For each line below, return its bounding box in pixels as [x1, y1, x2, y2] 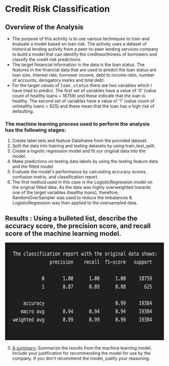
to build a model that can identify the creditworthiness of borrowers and [12, 51, 157, 57]
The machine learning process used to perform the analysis [5, 121, 150, 127]
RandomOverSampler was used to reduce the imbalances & [12, 195, 132, 201]
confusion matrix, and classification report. [12, 174, 99, 180]
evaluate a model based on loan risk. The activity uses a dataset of [12, 41, 147, 47]
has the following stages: [5, 126, 66, 133]
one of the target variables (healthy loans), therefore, [12, 189, 119, 196]
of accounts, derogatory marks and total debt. [12, 77, 105, 83]
